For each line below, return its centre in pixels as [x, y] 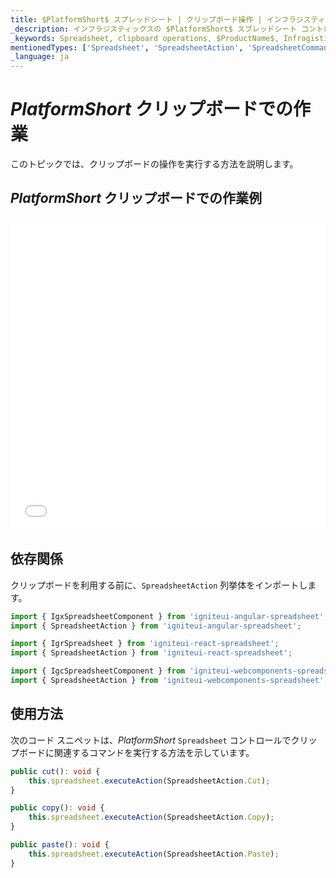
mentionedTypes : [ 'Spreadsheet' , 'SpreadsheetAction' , [127, 47]
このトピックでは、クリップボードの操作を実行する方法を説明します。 [154, 164]
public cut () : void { [55, 771]
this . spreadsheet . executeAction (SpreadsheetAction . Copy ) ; [151, 817]
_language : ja [40, 57]
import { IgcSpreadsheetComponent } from [98, 671]
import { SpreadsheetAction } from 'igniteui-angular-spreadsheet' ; [156, 626]
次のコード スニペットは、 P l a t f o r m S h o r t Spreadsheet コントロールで [151, 740]
